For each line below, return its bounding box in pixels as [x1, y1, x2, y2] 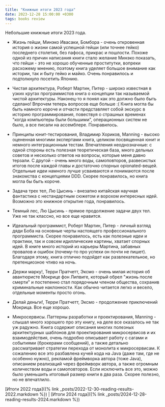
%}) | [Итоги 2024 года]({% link [39, 391, 105, 397]
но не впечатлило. [12, 377, 51, 382]
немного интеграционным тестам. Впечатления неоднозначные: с [12, 142, 152, 148]
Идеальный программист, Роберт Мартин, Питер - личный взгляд [12, 223, 151, 229]
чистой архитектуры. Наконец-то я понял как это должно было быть [12, 96, 157, 102]
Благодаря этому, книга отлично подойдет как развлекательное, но [12, 254, 156, 260]
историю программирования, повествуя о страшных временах [12, 112, 146, 117]
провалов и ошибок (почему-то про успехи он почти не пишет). [12, 249, 146, 255]
